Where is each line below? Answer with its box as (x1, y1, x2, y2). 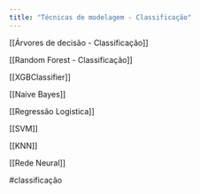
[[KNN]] (9, 140, 38, 151)
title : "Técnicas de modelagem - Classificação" (9, 12, 192, 22)
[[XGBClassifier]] (9, 72, 71, 82)
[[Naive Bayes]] (9, 89, 66, 99)
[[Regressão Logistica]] (9, 105, 95, 116)
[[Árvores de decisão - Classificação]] (9, 37, 149, 48)
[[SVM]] (9, 123, 38, 134)
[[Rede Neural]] (9, 157, 66, 168)
